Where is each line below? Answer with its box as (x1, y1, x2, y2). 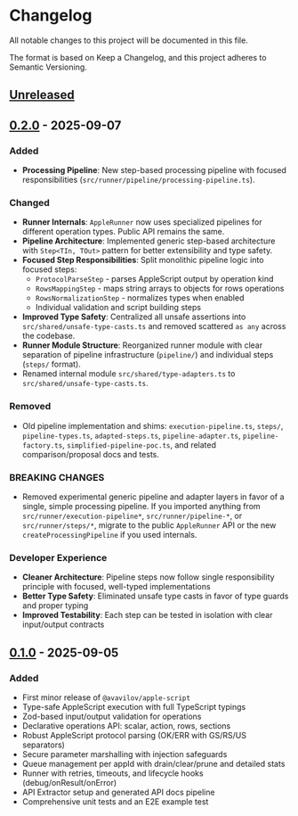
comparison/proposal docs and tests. (21, 449, 160, 459)
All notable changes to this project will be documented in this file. (9, 35, 249, 45)
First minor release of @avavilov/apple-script (21, 692, 191, 703)
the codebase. (21, 331, 76, 342)
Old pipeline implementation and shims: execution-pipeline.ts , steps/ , (21, 420, 284, 431)
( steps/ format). (21, 359, 82, 370)
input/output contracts (21, 619, 105, 630)
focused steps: (21, 264, 77, 275)
